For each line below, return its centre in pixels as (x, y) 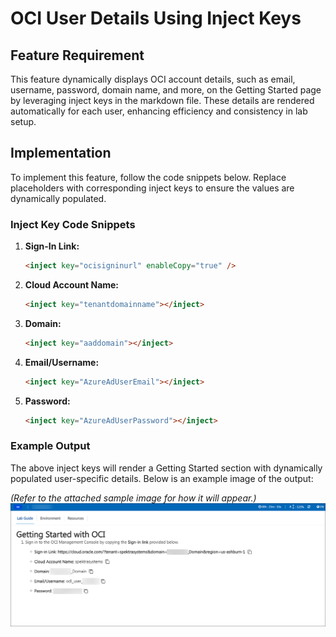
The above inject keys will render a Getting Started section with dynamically (166, 468)
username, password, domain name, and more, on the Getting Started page (166, 90)
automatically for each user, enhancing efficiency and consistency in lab (159, 111)
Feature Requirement (77, 55)
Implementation (61, 153)
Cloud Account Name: (72, 284)
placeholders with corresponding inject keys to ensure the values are (152, 188)
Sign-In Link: (52, 246)
